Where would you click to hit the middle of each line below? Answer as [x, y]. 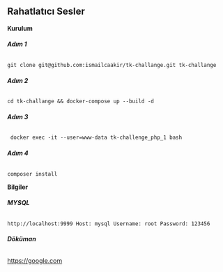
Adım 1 [17, 44]
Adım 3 [18, 116]
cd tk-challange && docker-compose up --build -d [81, 101]
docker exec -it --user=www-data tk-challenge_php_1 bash [96, 138]
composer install [32, 174]
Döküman [22, 239]
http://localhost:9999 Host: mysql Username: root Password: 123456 [109, 224]
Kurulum [20, 28]
